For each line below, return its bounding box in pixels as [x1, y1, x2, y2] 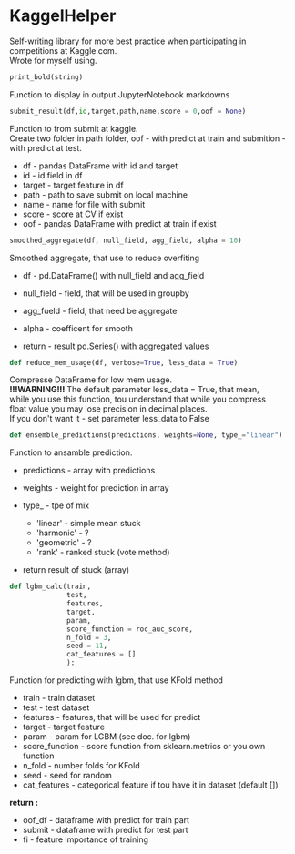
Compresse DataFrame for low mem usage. [9, 374, 173, 385]
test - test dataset [22, 702, 90, 713]
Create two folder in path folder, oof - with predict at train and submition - [9, 133, 286, 144]
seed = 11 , [66, 641, 107, 651]
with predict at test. [9, 142, 82, 153]
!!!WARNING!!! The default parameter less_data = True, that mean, [9, 384, 259, 395]
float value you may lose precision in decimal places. [9, 403, 208, 414]
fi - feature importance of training [22, 834, 148, 845]
